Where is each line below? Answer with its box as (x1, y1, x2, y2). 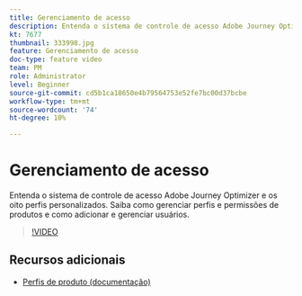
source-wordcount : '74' (9, 105, 99, 114)
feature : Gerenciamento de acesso (9, 47, 139, 56)
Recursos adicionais (9, 253, 126, 268)
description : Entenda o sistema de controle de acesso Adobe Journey (9, 22, 276, 31)
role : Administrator (9, 72, 87, 81)
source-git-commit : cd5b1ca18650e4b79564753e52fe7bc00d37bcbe (9, 88, 247, 97)
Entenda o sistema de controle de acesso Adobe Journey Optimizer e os (9, 190, 278, 201)
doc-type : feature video (9, 55, 102, 64)
